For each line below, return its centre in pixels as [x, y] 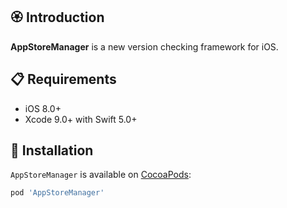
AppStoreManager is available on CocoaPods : [101, 175]
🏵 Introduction [57, 17]
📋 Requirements [63, 79]
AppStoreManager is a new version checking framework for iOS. [144, 46]
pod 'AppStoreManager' [57, 193]
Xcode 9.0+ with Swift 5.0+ [81, 119]
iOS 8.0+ [43, 108]
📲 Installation [52, 150]
